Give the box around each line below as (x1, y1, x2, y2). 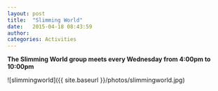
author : (7, 29, 30, 37)
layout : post (7, 10, 46, 17)
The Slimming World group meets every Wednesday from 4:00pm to (7, 55, 211, 63)
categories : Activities (7, 36, 77, 43)
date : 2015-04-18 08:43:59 (7, 23, 93, 30)
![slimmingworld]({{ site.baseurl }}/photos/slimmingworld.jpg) (7, 76, 186, 84)
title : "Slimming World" (7, 17, 83, 24)
